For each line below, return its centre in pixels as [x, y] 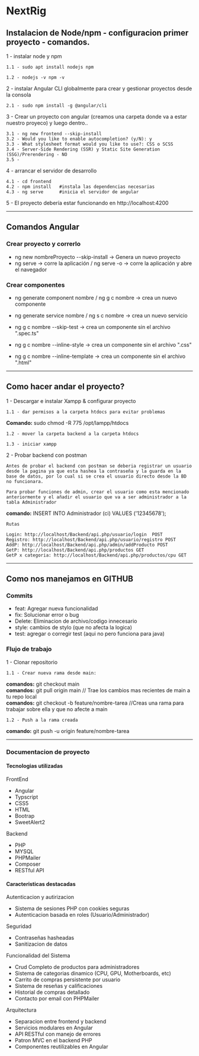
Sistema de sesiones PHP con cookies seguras [72, 908]
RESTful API [29, 870]
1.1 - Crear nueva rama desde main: [51, 673]
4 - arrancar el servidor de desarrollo [52, 171]
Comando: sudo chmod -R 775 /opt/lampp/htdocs [68, 423]
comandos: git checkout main [43, 684]
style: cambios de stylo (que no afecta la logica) [73, 628]
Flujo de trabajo [29, 649]
